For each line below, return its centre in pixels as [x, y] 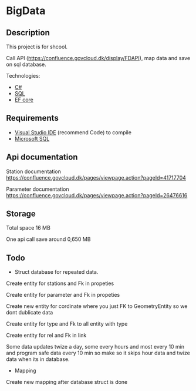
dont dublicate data [30, 313]
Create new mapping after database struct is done [67, 382]
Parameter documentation [38, 189]
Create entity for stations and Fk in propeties [60, 283]
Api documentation [42, 157]
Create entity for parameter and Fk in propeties [63, 295]
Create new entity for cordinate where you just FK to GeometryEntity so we [97, 306]
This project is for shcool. [37, 47]
